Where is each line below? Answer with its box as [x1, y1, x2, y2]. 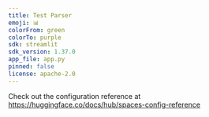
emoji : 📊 [8, 19, 39, 27]
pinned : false [8, 63, 55, 71]
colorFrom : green [8, 26, 65, 34]
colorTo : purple [8, 33, 62, 42]
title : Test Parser [8, 11, 73, 20]
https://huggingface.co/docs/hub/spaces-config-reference [8, 100, 201, 109]
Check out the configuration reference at [8, 91, 141, 101]
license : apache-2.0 [8, 70, 77, 78]
